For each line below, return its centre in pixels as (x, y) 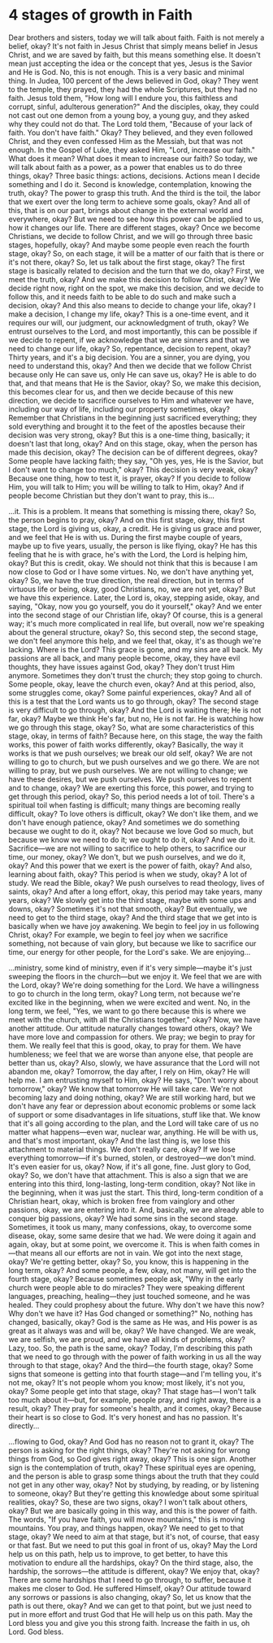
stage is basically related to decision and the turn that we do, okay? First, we (136, 271)
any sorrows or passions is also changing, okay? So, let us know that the (130, 1597)
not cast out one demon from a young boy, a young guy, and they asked (129, 115)
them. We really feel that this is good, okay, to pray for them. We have (125, 1045)
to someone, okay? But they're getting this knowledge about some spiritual (134, 1493)
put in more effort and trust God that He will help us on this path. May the (131, 1614)
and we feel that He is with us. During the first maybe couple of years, (126, 537)
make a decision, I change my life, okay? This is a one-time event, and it (129, 314)
